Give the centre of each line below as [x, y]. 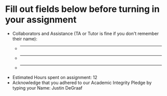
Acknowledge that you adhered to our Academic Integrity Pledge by [82, 83]
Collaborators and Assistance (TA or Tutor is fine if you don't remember [85, 33]
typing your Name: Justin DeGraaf [47, 88]
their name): [25, 39]
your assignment [41, 20]
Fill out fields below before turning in [83, 9]
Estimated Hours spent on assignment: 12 [55, 77]
